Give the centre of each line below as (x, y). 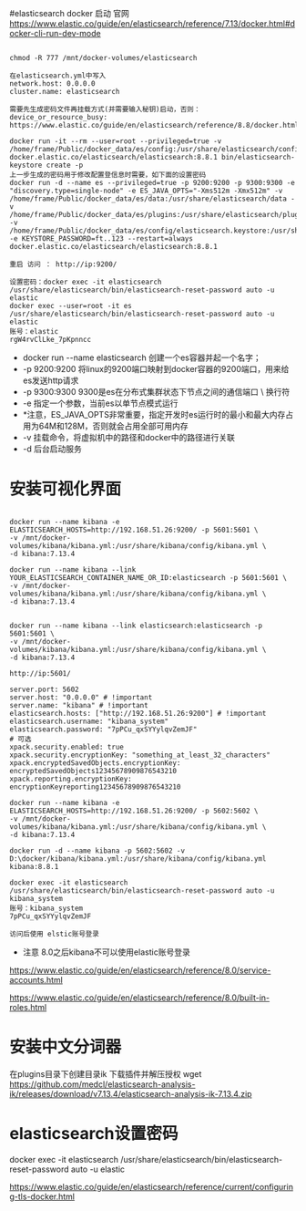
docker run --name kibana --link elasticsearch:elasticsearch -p (136, 626)
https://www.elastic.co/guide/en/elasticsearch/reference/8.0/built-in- (140, 998)
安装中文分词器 (66, 1047)
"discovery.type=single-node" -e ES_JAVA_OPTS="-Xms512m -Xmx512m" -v (146, 191)
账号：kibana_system (46, 908)
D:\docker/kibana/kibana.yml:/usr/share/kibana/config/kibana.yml (138, 859)
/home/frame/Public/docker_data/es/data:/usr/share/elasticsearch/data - (153, 199)
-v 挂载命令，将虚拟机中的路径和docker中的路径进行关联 (128, 437)
